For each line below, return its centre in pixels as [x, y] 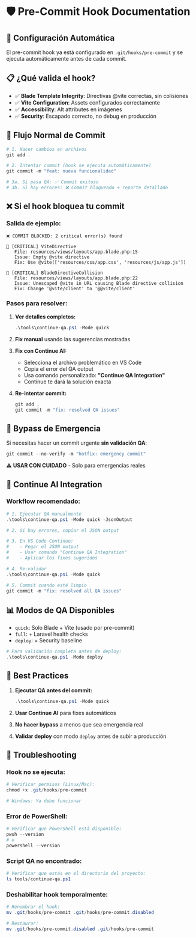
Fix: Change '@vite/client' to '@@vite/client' [75, 288]
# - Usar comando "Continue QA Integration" [67, 553]
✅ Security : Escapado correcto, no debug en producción [86, 116]
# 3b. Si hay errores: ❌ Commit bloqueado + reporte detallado [87, 187]
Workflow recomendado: [43, 501]
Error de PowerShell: [37, 816]
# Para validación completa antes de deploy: [64, 652]
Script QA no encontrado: [44, 861]
